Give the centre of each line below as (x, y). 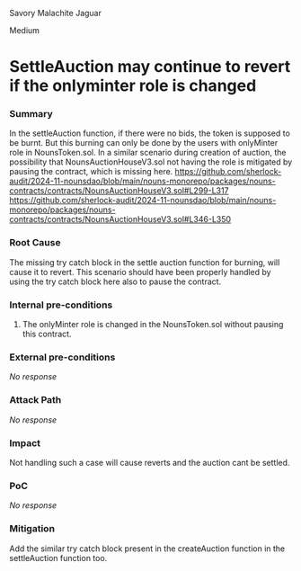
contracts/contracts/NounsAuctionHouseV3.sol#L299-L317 (119, 191)
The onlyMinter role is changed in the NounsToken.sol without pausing (153, 325)
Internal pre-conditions (61, 305)
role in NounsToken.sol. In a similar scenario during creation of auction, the (148, 153)
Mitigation (32, 529)
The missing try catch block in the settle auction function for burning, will (145, 262)
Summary (31, 114)
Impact (25, 442)
